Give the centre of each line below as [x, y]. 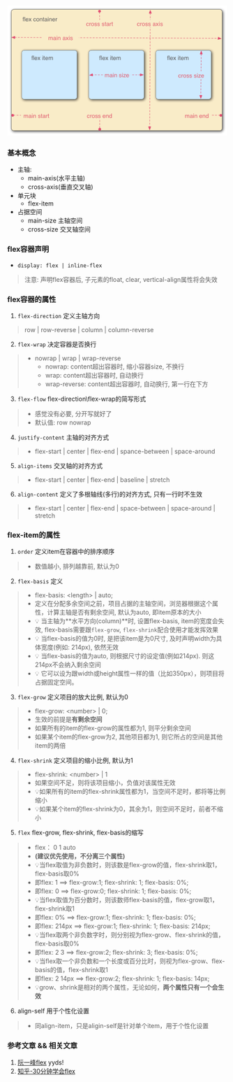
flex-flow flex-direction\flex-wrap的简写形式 [82, 399]
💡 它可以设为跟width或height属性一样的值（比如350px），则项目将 [129, 674]
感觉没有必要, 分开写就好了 [73, 413]
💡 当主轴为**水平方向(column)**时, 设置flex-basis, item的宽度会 [126, 621]
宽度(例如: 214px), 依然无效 [80, 647]
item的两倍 [50, 746]
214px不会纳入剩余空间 [68, 665]
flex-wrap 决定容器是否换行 [57, 344]
